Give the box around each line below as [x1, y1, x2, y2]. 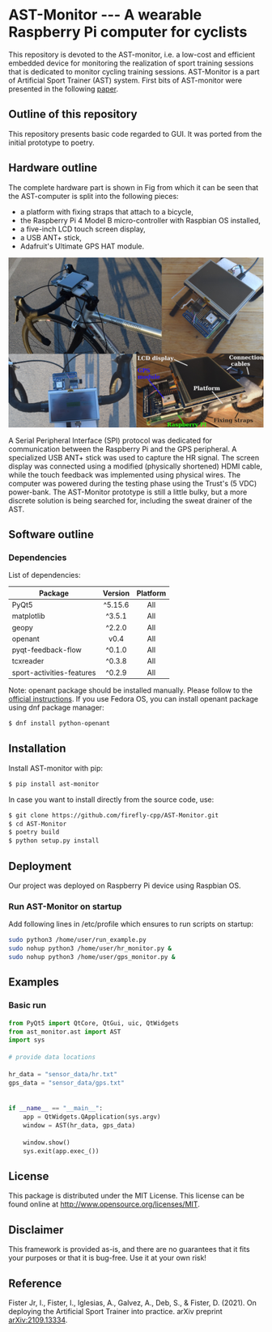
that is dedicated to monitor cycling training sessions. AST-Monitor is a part [8, 66, 261, 76]
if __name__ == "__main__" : [8, 1105, 104, 1113]
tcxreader [11, 656, 45, 666]
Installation [8, 742, 66, 756]
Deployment [8, 859, 72, 873]
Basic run [8, 999, 47, 1011]
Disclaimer [8, 1223, 64, 1237]
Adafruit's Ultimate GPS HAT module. [19, 241, 145, 251]
